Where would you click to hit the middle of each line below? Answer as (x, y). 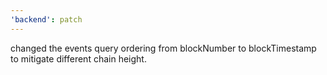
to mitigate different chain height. (78, 58)
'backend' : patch (46, 19)
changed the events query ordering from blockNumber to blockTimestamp (163, 48)
